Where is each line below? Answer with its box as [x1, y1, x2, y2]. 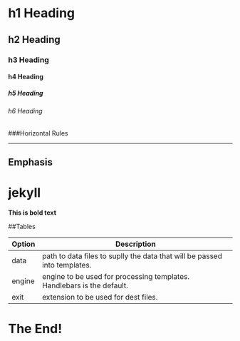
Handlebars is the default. [42, 280, 129, 290]
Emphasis [8, 156, 53, 168]
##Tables [8, 223, 36, 230]
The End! [8, 321, 63, 337]
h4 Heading [8, 73, 43, 81]
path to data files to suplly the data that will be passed [42, 251, 223, 261]
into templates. [42, 260, 92, 270]
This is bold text [8, 208, 56, 217]
